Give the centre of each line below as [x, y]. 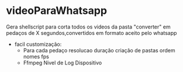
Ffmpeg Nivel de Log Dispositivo [63, 63]
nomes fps [36, 56]
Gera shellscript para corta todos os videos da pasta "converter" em [88, 27]
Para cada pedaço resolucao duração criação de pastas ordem [99, 50]
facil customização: [38, 44]
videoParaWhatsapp [56, 11]
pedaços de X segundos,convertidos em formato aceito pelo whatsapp [91, 33]
